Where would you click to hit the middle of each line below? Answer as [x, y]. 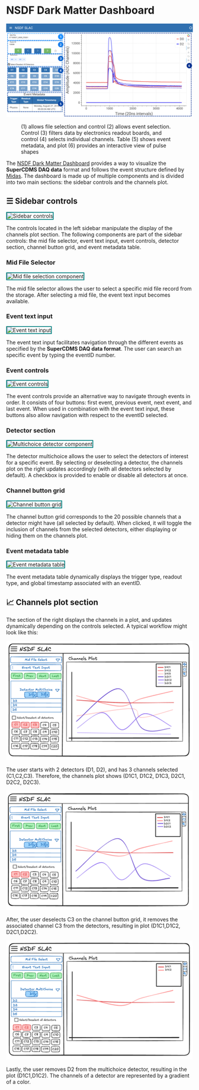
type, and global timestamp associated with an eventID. [74, 583]
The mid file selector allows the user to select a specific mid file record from [99, 288]
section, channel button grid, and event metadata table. [74, 247]
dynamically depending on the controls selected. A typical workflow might [97, 626]
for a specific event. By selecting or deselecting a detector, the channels [94, 463]
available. [18, 301]
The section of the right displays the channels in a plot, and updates [89, 619]
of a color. [18, 1082]
